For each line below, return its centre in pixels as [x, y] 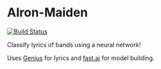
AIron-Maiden [47, 13]
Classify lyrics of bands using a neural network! [74, 44]
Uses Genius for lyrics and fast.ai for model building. [81, 58]
